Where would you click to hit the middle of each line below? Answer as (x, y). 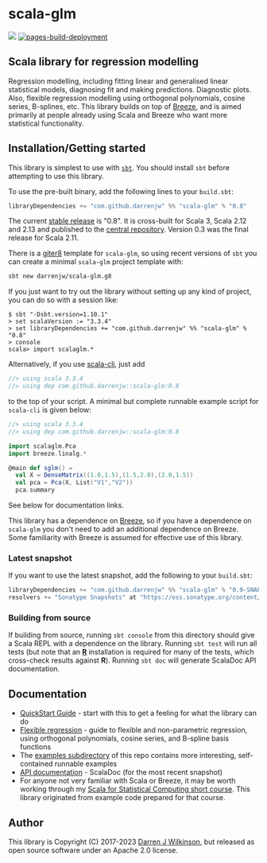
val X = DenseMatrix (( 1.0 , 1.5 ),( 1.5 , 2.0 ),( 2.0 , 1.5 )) (104, 475)
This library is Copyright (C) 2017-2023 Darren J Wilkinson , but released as (132, 842)
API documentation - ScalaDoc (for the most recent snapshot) (121, 772)
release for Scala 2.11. (44, 238)
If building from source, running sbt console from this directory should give (132, 635)
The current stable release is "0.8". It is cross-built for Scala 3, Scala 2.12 (128, 221)
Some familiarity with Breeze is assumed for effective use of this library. (126, 538)
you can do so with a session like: (64, 300)
